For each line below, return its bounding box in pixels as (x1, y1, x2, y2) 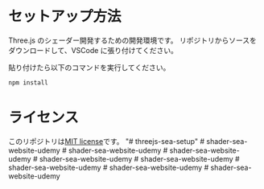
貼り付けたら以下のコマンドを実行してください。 (8, 62, 171, 72)
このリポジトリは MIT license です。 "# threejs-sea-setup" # (8, 136, 205, 146)
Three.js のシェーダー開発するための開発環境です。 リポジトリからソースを (8, 35, 258, 45)
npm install (8, 78, 48, 87)
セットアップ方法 (8, 7, 122, 26)
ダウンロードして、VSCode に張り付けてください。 (8, 45, 179, 55)
